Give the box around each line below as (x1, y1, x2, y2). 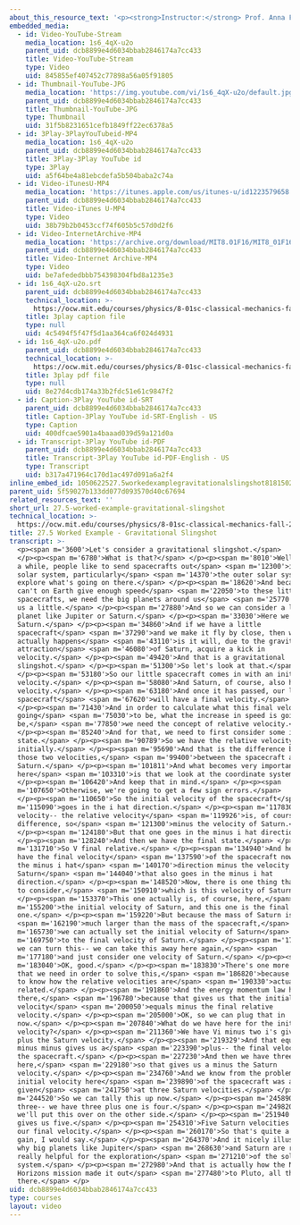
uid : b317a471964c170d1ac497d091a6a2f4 (25, 470, 174, 479)
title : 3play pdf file (25, 370, 110, 380)
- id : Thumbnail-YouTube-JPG (17, 80, 126, 89)
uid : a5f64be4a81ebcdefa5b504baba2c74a (25, 171, 174, 180)
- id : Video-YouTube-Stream (17, 30, 122, 38)
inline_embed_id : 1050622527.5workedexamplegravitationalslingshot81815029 (9, 478, 297, 487)
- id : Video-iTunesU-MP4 (17, 180, 110, 189)
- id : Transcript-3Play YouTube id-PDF (17, 437, 166, 446)
